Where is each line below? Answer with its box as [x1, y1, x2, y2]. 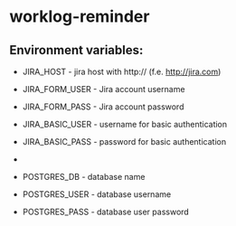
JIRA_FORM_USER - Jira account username [22, 84, 185, 94]
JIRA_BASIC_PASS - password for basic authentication [22, 137, 227, 146]
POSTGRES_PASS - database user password [22, 206, 190, 217]
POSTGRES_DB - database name [22, 172, 146, 182]
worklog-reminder [9, 6, 150, 27]
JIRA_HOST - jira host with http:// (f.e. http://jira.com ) [22, 66, 222, 77]
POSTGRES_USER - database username [22, 189, 172, 200]
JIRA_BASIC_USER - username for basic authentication [22, 119, 228, 129]
